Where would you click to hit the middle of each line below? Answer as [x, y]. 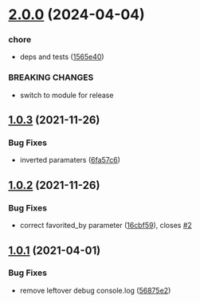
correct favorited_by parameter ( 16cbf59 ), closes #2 [106, 226]
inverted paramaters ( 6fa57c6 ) [70, 160]
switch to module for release [67, 95]
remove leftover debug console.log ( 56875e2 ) [95, 290]
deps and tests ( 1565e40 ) [62, 57]
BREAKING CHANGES [51, 77]
